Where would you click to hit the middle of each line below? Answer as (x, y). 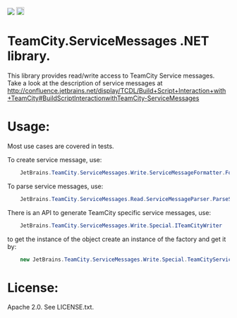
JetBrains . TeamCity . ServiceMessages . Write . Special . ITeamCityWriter (121, 226)
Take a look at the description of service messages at (85, 83)
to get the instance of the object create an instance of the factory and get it (117, 239)
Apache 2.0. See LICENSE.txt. (50, 307)
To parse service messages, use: (55, 186)
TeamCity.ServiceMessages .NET (108, 41)
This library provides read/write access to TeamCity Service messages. (111, 75)
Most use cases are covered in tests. (61, 146)
